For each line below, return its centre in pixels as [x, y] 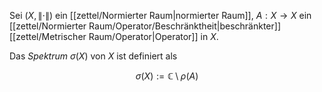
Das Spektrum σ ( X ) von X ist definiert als [93, 56]
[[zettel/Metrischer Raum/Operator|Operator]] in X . [114, 36]
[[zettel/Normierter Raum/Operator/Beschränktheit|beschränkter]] [145, 26]
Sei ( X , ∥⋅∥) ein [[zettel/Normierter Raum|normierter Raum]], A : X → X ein [160, 15]
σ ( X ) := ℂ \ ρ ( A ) [167, 76]
